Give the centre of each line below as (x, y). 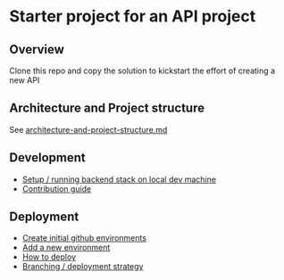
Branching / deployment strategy (83, 267)
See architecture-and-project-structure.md (88, 129)
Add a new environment (66, 248)
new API (25, 80)
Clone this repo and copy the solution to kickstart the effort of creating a (142, 70)
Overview (37, 49)
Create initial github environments (84, 238)
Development (48, 158)
